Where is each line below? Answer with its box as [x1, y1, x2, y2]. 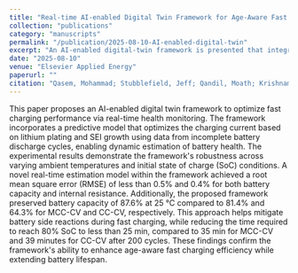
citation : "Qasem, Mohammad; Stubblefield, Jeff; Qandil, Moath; [9, 79, 255, 88]
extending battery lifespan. [9, 253, 108, 264]
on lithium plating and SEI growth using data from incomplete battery [9, 131, 261, 142]
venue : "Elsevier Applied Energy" [9, 63, 137, 72]
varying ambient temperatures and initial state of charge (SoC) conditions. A [9, 160, 288, 170]
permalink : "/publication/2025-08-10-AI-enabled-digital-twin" [9, 37, 248, 47]
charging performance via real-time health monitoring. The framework [9, 113, 266, 123]
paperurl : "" [9, 71, 58, 80]
